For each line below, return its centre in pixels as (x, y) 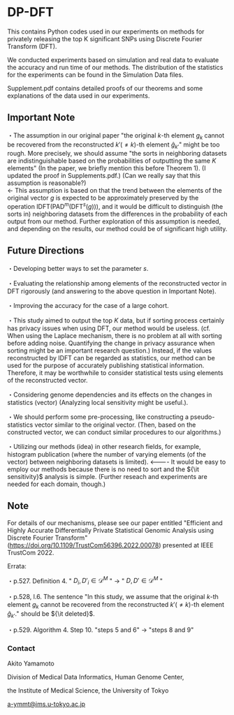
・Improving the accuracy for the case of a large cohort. (88, 305)
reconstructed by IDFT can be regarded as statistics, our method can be (111, 357)
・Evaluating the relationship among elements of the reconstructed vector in (117, 283)
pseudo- (203, 417)
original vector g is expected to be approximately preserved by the (103, 198)
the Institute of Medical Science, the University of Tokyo (88, 690)
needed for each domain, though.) (57, 484)
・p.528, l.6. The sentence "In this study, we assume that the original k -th (113, 597)
